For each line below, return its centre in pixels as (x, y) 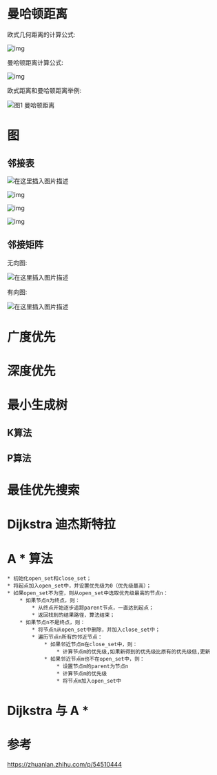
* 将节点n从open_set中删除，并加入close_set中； (96, 630)
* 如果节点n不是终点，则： (52, 623)
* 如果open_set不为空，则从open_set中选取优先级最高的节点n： (88, 593)
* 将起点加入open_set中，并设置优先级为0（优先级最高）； (79, 586)
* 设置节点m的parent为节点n (92, 666)
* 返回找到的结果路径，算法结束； (73, 615)
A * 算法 (30, 558)
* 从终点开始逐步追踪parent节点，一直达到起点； (93, 608)
